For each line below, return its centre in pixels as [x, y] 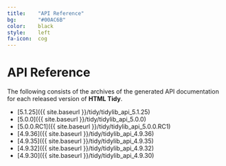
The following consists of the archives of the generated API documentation [113, 92]
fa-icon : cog [27, 39]
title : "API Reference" [46, 13]
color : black [30, 26]
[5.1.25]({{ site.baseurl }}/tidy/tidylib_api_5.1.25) [83, 112]
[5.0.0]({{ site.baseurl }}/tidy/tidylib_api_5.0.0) [81, 120]
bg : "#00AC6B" [37, 20]
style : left [29, 32]
